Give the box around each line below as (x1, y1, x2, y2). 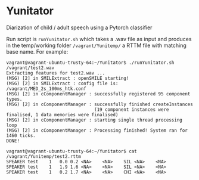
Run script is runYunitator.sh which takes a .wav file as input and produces (6, 35, 192, 42)
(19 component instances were (94, 106, 169, 113)
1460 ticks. (6, 132, 36, 138)
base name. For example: (6, 48, 69, 55)
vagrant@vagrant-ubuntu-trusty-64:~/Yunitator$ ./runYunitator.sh (6, 60, 175, 66)
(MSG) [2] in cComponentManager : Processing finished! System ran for (6, 127, 188, 134)
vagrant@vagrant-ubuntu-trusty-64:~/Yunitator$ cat (6, 148, 137, 154)
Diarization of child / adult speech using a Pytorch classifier (6, 24, 153, 31)
